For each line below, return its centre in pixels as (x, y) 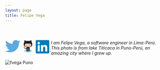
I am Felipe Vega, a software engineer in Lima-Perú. (104, 43)
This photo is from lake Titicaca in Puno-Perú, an (101, 48)
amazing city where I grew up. (82, 53)
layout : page (18, 10)
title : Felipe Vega (25, 15)
